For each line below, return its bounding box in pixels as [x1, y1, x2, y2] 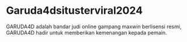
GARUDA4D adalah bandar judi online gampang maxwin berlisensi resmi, [6, 23, 182, 30]
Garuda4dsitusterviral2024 [6, 4, 143, 17]
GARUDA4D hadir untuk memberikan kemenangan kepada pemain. [6, 29, 167, 36]
